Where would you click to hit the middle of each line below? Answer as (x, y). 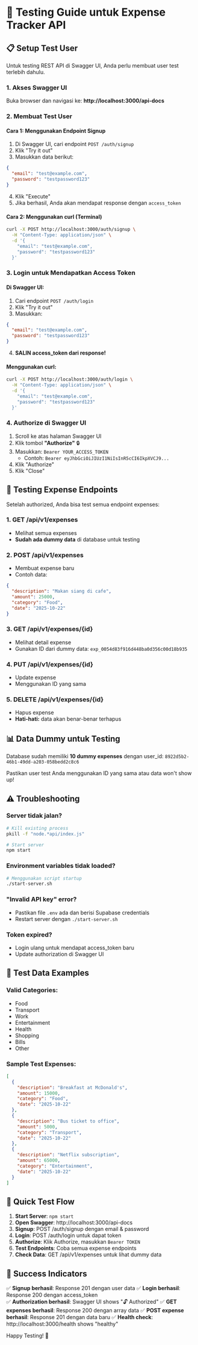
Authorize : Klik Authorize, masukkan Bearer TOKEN (77, 1242)
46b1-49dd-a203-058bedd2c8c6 (43, 762)
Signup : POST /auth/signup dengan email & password (82, 1229)
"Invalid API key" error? (42, 899)
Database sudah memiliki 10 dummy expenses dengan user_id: (85, 756)
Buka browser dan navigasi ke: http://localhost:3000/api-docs (85, 101)
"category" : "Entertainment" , (55, 1166)
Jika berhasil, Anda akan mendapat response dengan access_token (98, 203)
